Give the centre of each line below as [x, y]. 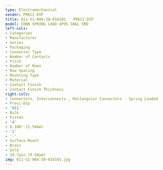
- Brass [13, 146]
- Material [17, 80]
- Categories [19, 33]
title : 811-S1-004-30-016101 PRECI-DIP [49, 19]
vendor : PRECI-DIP [24, 15]
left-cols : [17, 29]
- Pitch [13, 61]
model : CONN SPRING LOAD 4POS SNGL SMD [47, 24]
